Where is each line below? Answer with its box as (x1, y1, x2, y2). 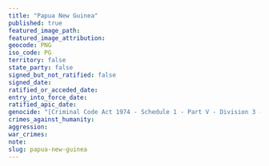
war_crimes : (8, 130, 48, 138)
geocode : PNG (8, 41, 52, 49)
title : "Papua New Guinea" (8, 11, 98, 20)
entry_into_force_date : (8, 93, 88, 101)
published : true (8, 19, 62, 27)
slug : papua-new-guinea (8, 145, 88, 153)
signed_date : (8, 78, 52, 86)
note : (8, 137, 26, 146)
